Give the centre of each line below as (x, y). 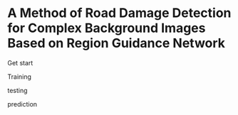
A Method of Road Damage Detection (119, 13)
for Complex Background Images (107, 28)
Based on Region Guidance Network (117, 43)
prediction (22, 104)
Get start (20, 62)
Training (20, 77)
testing (17, 90)
